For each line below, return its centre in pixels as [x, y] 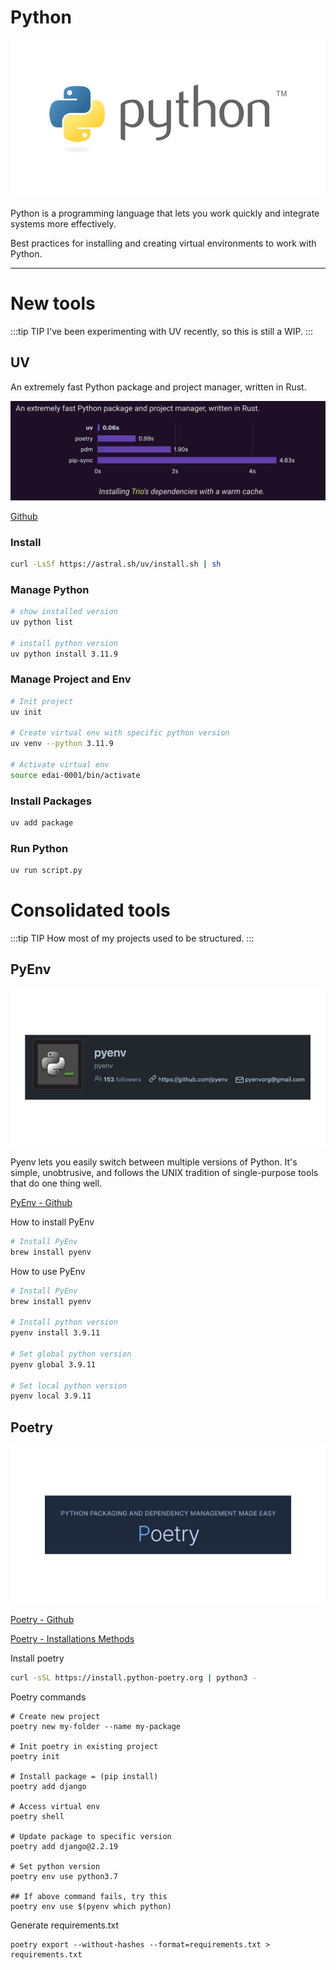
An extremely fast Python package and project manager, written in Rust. [158, 387]
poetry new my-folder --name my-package [96, 1726]
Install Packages [51, 801]
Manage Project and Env [71, 679]
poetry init [35, 1756]
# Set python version [55, 1866]
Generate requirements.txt [64, 1925]
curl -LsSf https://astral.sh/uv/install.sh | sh [116, 564]
